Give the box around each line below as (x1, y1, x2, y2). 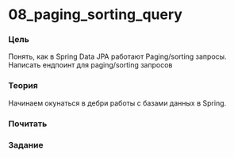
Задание (8, 139, 44, 150)
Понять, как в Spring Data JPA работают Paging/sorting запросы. (8, 52, 228, 61)
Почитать (8, 118, 48, 129)
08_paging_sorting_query (8, 6, 182, 24)
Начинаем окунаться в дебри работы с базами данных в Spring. (8, 98, 227, 108)
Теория (8, 80, 38, 91)
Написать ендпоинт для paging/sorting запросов (8, 60, 173, 70)
